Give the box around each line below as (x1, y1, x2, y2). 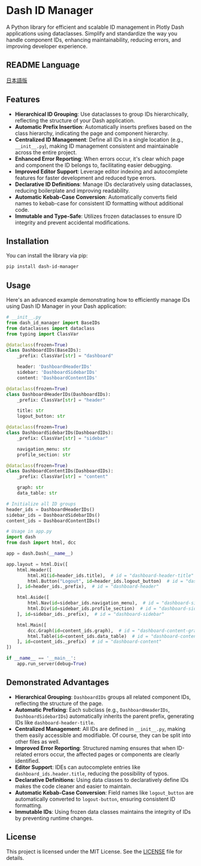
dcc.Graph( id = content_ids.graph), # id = (28, 628, 135, 634)
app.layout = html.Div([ (6, 561, 68, 567)
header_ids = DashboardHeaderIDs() (6, 507, 95, 513)
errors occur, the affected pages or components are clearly (33, 751, 180, 758)
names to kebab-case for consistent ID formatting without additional (14, 199, 184, 207)
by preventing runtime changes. (14, 814, 94, 822)
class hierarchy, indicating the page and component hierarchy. (14, 130, 169, 137)
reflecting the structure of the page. (14, 700, 103, 707)
